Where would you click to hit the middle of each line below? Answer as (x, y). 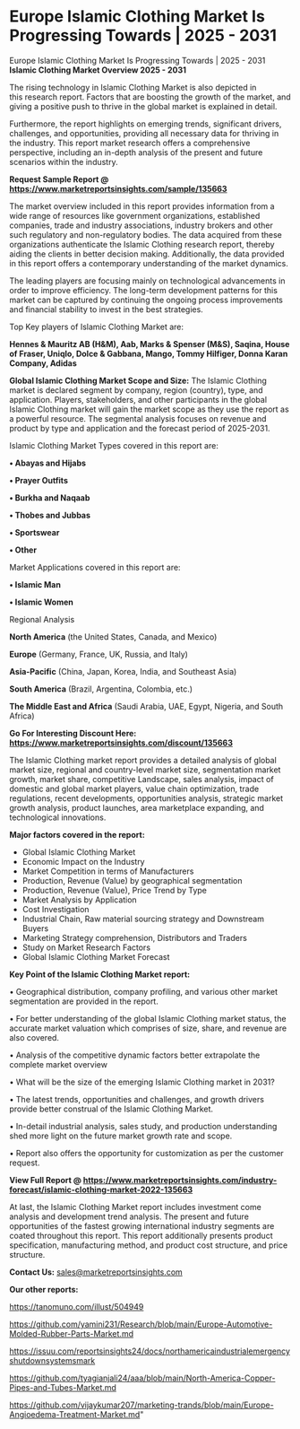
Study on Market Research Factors (86, 947)
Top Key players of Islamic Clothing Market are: (97, 327)
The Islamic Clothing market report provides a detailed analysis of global (143, 760)
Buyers (35, 928)
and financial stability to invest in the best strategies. (106, 309)
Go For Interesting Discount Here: (73, 733)
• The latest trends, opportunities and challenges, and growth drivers (137, 1099)
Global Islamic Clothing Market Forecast (96, 956)
